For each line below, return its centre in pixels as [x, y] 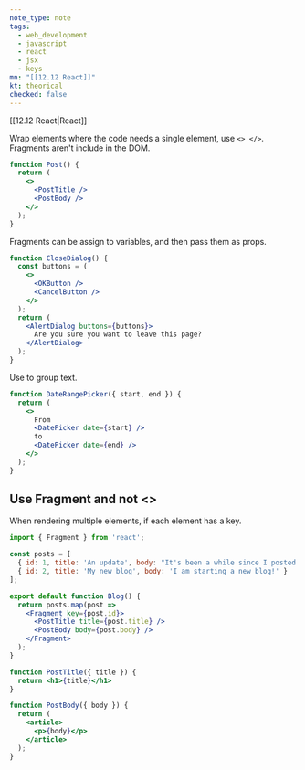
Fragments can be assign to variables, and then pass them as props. [138, 241]
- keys [30, 69]
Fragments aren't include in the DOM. [80, 148]
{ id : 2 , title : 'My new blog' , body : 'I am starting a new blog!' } [152, 572]
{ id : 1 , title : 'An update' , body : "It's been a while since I [142, 563]
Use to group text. [43, 377]
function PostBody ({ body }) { [69, 706]
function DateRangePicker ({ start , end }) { [95, 394]
